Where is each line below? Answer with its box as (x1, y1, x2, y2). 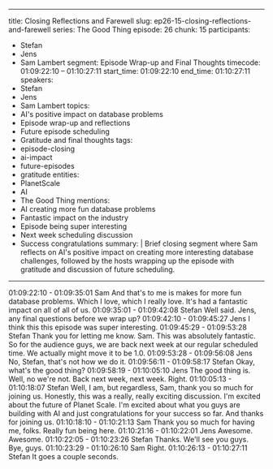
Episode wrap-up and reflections (19, 118, 131, 127)
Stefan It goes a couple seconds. (8, 452, 119, 461)
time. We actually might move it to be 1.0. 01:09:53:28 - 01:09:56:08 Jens (8, 348, 253, 358)
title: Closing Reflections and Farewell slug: (8, 16, 153, 25)
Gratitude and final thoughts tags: (19, 136, 133, 144)
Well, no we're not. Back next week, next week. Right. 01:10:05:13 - (8, 374, 232, 384)
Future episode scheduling (19, 127, 110, 136)
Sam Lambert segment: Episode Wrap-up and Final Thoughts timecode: (19, 58, 262, 67)
